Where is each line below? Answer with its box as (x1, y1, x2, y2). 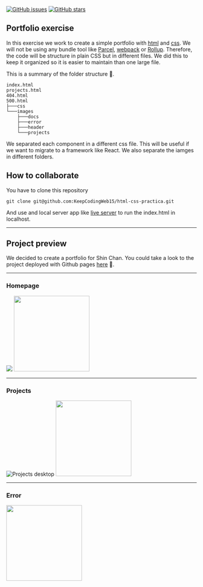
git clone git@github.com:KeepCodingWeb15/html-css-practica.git (6, 198, 174, 204)
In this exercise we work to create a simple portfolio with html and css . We (6, 39, 191, 47)
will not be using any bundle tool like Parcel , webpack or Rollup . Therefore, (6, 45, 193, 53)
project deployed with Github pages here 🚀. (6, 261, 115, 268)
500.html (6, 97, 28, 104)
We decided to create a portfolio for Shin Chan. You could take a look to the (6, 255, 195, 262)
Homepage (6, 282, 39, 290)
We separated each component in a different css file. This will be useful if (6, 140, 189, 148)
